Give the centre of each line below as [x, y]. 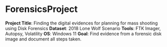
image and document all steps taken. [44, 39]
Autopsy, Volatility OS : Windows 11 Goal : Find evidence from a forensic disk [83, 33]
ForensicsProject [41, 9]
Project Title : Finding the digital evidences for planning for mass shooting [81, 23]
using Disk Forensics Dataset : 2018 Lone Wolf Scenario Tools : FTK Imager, [83, 28]
